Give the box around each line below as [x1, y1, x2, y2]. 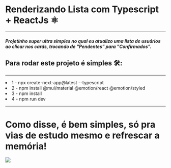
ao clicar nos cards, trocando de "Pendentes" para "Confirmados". [5, 43, 152, 50]
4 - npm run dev [12, 96, 46, 102]
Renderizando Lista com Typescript [5, 4, 159, 15]
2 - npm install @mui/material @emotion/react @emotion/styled [12, 85, 146, 91]
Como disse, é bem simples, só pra [5, 118, 156, 130]
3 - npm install [12, 90, 42, 97]
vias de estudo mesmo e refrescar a [5, 129, 160, 141]
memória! [5, 140, 47, 152]
